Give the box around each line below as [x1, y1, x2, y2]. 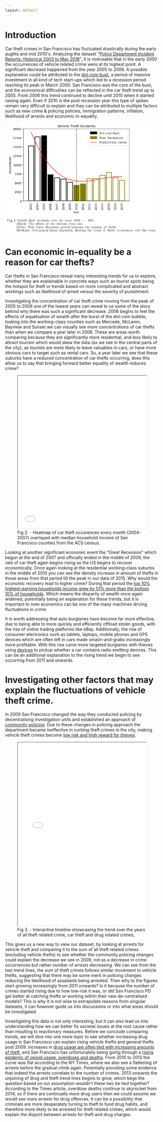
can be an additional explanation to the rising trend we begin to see [5, 652, 140, 658]
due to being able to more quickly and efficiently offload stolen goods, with [5, 621, 156, 627]
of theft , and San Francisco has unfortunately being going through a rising [5, 1049, 154, 1055]
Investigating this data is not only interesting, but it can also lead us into [5, 1018, 148, 1024]
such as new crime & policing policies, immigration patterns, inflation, [5, 108, 145, 114]
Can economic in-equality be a [5, 246, 132, 258]
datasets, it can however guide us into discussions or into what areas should [5, 1003, 158, 1009]
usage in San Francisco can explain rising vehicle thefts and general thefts [5, 1039, 154, 1044]
